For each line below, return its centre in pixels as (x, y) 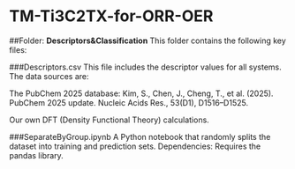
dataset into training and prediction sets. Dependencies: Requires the (135, 146)
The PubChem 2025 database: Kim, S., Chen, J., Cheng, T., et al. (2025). (141, 93)
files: (18, 49)
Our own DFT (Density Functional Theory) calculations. (109, 120)
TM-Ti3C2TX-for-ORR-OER (111, 16)
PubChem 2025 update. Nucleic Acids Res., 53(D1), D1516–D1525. (129, 102)
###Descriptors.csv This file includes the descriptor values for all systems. (146, 67)
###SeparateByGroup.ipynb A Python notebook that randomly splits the (140, 136)
